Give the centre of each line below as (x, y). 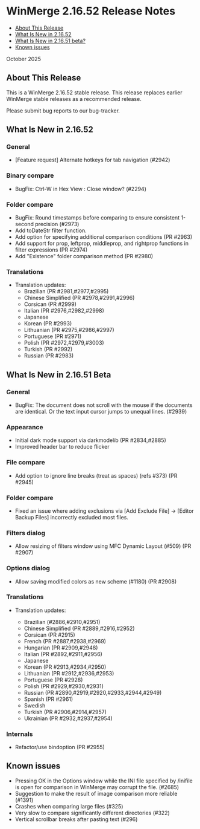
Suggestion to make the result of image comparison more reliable (96, 793)
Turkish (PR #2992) (48, 349)
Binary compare (30, 175)
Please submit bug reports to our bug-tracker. (63, 111)
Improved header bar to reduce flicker (62, 447)
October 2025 (23, 59)
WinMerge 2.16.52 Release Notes (91, 11)
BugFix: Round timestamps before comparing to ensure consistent (97, 218)
